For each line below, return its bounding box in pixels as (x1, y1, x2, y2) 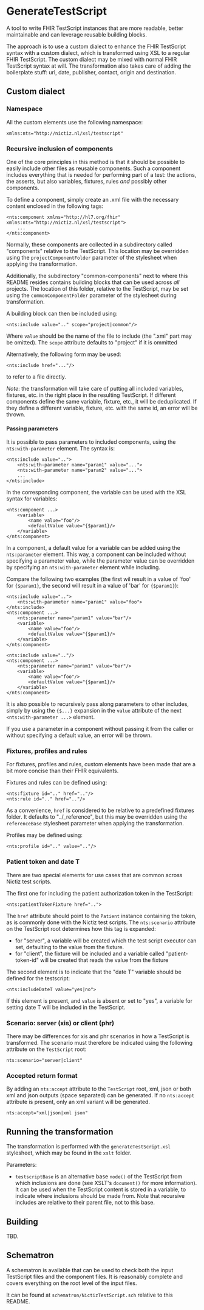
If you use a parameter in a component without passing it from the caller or (6, 725, 194, 733)
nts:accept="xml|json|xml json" (6, 1110, 88, 1116)
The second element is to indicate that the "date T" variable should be (6, 968, 182, 975)
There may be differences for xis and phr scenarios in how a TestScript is (6, 1033, 190, 1040)
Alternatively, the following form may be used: (6, 351, 121, 358)
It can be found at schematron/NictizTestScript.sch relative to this (6, 1291, 173, 1298)
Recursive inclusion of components (6, 144, 114, 153)
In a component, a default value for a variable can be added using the (6, 544, 180, 552)
